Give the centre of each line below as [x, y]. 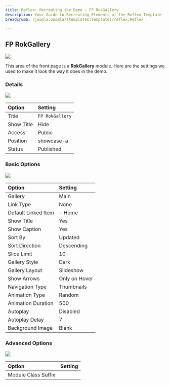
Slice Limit [20, 254]
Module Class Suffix [32, 375]
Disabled [69, 311]
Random [69, 295]
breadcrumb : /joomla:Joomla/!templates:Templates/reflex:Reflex [74, 19]
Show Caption [25, 229]
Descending [73, 245]
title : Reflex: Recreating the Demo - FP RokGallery [62, 10]
